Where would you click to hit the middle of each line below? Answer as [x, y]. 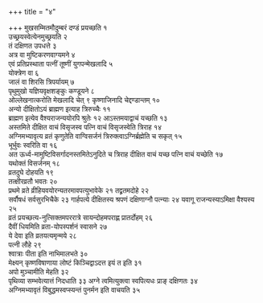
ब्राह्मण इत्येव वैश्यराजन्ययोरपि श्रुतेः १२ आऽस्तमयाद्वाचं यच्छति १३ [88, 118]
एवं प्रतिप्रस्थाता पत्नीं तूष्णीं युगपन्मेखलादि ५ [61, 64]
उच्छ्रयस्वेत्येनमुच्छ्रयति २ [38, 37]
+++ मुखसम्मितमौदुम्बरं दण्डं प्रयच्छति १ [58, 28]
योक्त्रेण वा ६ [24, 73]
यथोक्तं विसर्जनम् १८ [34, 163]
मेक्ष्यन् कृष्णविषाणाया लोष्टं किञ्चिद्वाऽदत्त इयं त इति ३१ [75, 263]
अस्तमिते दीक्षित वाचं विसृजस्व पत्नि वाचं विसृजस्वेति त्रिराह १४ [85, 127]
